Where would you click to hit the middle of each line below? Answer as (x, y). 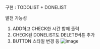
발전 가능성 (16, 18)
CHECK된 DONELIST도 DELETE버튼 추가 (54, 35)
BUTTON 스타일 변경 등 (36, 41)
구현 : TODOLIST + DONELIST (36, 7)
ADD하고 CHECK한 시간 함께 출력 (46, 28)
